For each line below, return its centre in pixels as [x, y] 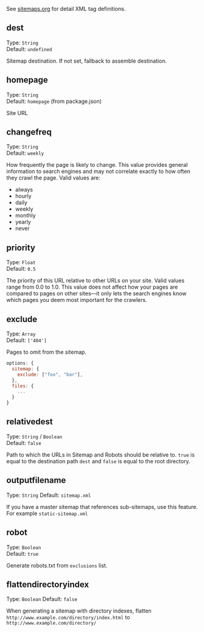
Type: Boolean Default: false [42, 599]
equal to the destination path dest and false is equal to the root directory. [98, 461]
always [24, 190]
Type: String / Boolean [34, 436]
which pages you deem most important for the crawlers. [77, 300]
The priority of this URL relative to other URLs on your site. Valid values [95, 281]
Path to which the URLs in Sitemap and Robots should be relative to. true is [100, 455]
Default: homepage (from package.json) [54, 101]
